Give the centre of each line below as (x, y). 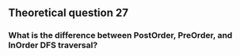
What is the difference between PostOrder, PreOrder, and (120, 35)
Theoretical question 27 (69, 13)
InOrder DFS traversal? (53, 45)
